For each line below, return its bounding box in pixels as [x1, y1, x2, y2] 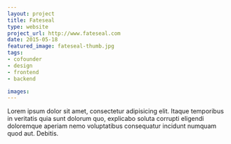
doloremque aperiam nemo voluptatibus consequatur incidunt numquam [7, 122, 217, 130]
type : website [7, 23, 49, 30]
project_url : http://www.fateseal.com [7, 29, 121, 37]
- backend [7, 75, 37, 82]
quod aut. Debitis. [7, 129, 59, 138]
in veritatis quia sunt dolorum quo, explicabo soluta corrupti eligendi [7, 115, 204, 123]
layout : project [7, 10, 55, 17]
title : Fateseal [7, 17, 55, 24]
